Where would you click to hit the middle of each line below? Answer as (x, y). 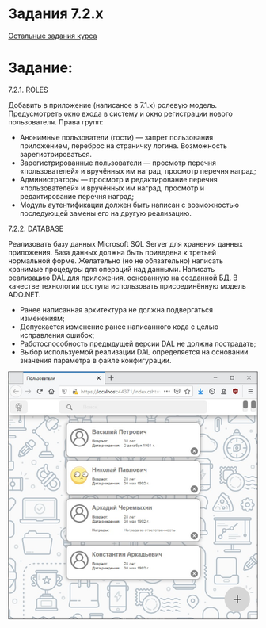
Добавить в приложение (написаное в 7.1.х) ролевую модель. (113, 105)
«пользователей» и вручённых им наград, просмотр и (112, 188)
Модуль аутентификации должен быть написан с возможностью (129, 205)
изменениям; (42, 318)
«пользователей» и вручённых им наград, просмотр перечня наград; (138, 170)
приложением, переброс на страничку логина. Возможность (123, 146)
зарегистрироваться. (56, 154)
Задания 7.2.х (56, 14)
